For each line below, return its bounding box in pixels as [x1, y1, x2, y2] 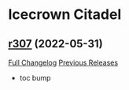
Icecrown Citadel [8, 6, 122, 24]
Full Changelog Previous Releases [8, 58, 119, 67]
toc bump [19, 73, 51, 82]
